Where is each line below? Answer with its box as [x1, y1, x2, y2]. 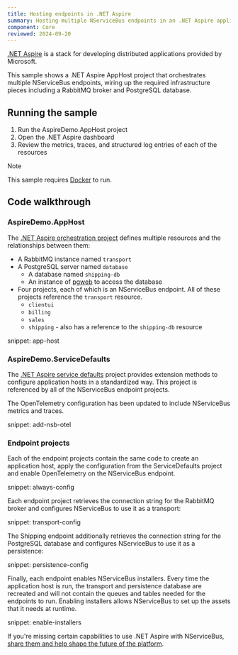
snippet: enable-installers [7, 618, 81, 627]
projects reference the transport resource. [17, 292, 143, 301]
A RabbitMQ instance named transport [17, 255, 132, 263]
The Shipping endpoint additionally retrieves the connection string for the [7, 532, 222, 540]
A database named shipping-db [28, 270, 120, 278]
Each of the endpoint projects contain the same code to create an [7, 454, 199, 463]
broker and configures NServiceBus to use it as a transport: [7, 505, 181, 513]
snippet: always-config [7, 483, 74, 492]
